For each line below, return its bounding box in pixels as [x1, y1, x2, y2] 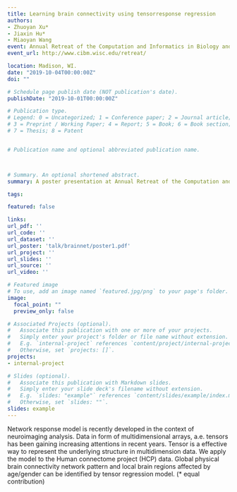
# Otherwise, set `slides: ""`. [7, 399, 109, 406]
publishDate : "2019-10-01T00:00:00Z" [7, 95, 119, 102]
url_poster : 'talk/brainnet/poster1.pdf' [7, 242, 131, 249]
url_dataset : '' [7, 236, 55, 243]
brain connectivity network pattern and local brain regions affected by [7, 462, 211, 470]
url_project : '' [7, 248, 55, 256]
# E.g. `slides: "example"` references [7, 392, 131, 400]
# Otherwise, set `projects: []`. [7, 347, 115, 354]
